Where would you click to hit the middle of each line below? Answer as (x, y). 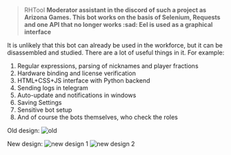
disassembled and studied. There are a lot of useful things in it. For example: (116, 52)
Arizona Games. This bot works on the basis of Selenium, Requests (122, 17)
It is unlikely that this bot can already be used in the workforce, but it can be (115, 45)
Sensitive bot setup (44, 110)
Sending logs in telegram (52, 88)
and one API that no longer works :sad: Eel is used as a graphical (118, 24)
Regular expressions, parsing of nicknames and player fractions (108, 66)
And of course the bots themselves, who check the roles (97, 117)
